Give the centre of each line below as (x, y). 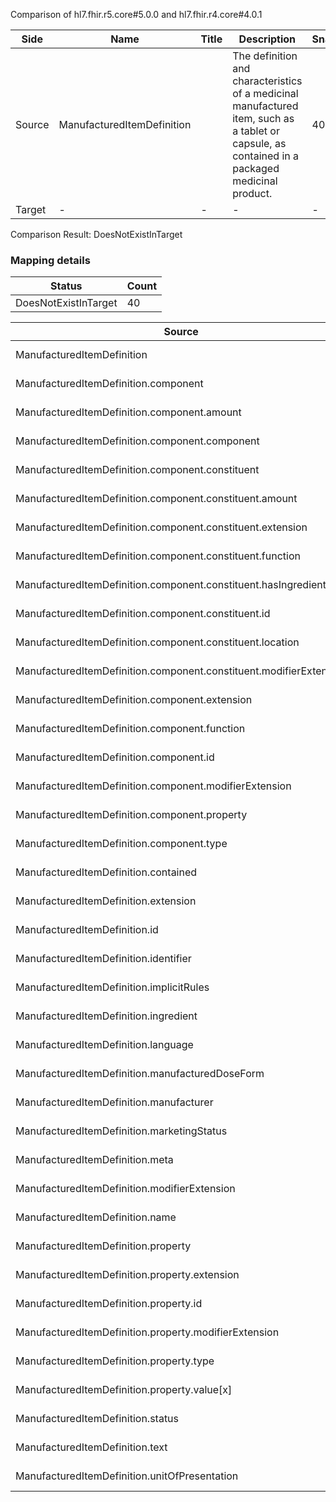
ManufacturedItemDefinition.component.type (121, 844)
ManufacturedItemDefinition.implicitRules (112, 987)
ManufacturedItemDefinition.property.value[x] (124, 1390)
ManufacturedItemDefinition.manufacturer (114, 1102)
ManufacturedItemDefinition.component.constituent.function (158, 556)
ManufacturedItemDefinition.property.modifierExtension (147, 1332)
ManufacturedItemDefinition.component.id (115, 757)
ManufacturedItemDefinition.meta (94, 1160)
